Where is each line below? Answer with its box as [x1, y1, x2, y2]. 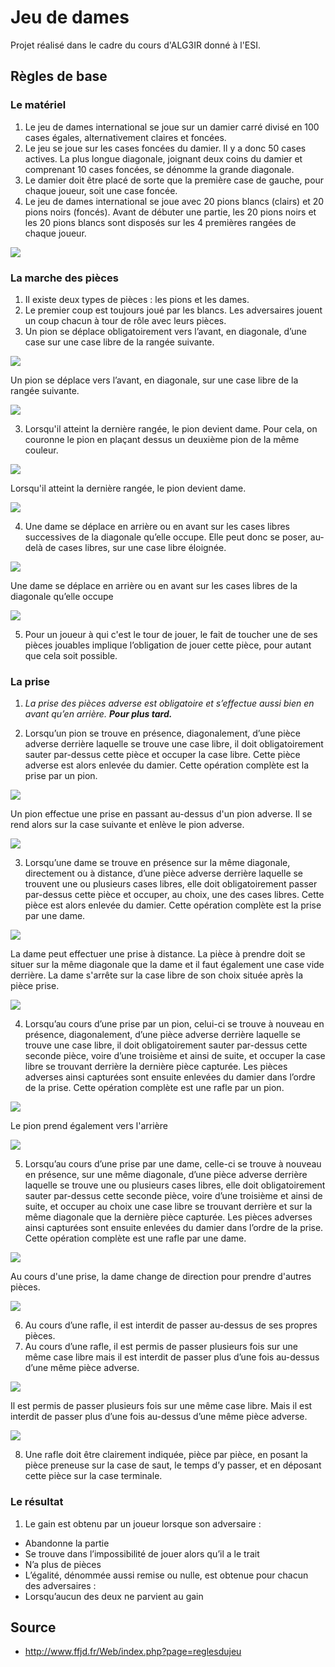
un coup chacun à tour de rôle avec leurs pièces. [24, 314, 227, 326]
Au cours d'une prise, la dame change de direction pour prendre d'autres [10, 1271, 312, 1283]
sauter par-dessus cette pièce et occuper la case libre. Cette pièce [24, 749, 301, 761]
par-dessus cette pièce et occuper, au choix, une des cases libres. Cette [24, 889, 325, 901]
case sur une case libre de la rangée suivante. [24, 336, 215, 348]
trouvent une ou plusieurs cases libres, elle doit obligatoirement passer [24, 878, 318, 890]
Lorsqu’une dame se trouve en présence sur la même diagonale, [24, 857, 291, 869]
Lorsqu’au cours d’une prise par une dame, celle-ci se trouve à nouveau [24, 1158, 322, 1170]
